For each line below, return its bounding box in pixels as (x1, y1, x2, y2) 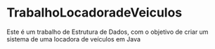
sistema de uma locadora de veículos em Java (6, 35, 141, 43)
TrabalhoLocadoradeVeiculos (6, 5, 183, 21)
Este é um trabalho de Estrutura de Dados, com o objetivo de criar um (6, 28, 209, 36)
